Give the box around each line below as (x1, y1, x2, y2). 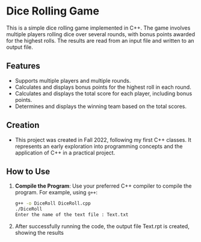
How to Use (6, 166, 51, 176)
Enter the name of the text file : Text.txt (14, 212, 129, 218)
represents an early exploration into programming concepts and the (14, 142, 183, 150)
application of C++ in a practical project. (14, 149, 116, 156)
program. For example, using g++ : (14, 189, 98, 196)
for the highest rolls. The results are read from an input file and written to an (6, 37, 194, 44)
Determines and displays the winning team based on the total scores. (14, 103, 187, 110)
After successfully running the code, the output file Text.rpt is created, (14, 223, 190, 230)
